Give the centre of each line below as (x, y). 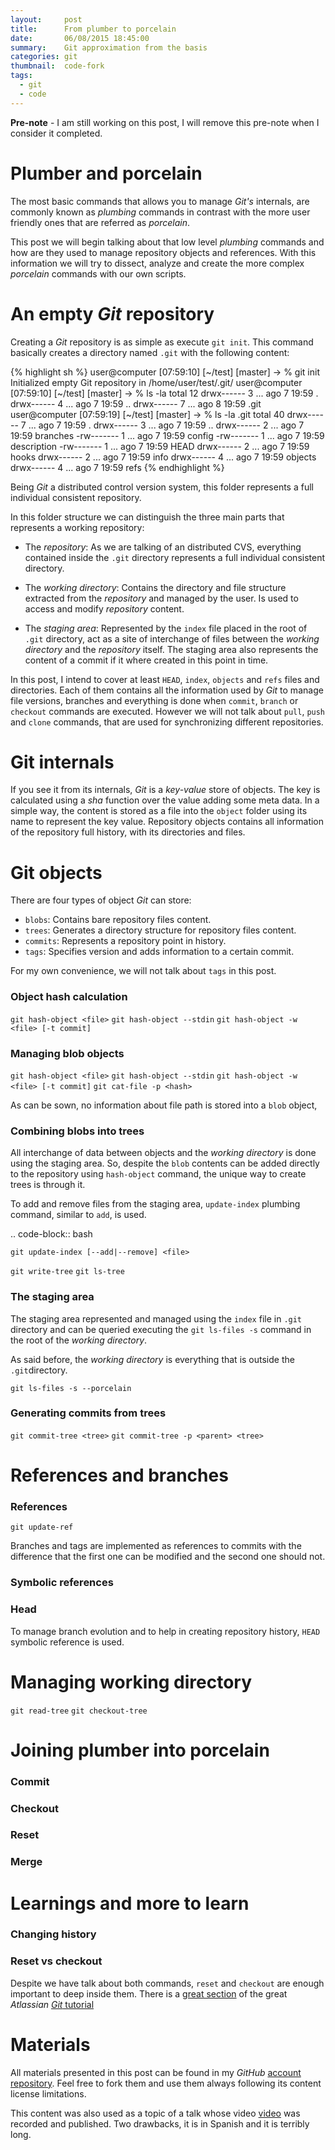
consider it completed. (56, 133)
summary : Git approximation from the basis (109, 47)
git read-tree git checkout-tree (79, 1711)
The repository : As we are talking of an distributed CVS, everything (163, 547)
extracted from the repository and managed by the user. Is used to (161, 598)
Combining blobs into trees (77, 1131)
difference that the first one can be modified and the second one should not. (168, 1557)
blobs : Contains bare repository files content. (118, 920)
